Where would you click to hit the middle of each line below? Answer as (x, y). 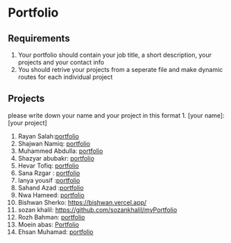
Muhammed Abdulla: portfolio (60, 151)
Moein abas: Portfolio (48, 224)
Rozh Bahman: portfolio (51, 217)
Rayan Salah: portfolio (48, 136)
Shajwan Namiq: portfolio (54, 143)
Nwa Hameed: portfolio (51, 195)
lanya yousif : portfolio (49, 180)
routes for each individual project (65, 77)
